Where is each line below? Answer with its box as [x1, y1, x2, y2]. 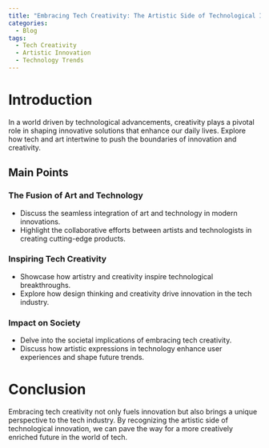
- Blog [15, 26, 38, 34]
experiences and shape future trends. [19, 353, 145, 362]
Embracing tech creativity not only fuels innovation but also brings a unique [8, 407, 258, 417]
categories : [8, 19, 48, 27]
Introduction [8, 91, 93, 109]
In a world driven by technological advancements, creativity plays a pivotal [8, 117, 255, 126]
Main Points [8, 166, 69, 180]
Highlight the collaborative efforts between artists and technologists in [19, 225, 252, 234]
